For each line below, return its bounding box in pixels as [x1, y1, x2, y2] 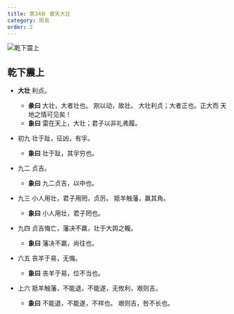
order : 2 [7, 23, 33, 30]
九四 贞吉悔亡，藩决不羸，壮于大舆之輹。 [17, 224, 137, 233]
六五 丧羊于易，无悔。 [17, 254, 82, 262]
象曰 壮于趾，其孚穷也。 [27, 149, 99, 157]
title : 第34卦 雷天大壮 [7, 10, 70, 18]
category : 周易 [7, 17, 50, 24]
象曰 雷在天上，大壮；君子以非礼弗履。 [27, 119, 142, 128]
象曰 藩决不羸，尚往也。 [27, 239, 99, 248]
